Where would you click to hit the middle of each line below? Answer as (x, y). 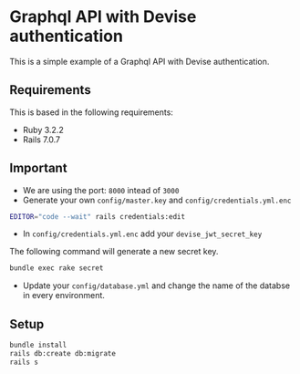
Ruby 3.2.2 (43, 130)
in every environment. (63, 296)
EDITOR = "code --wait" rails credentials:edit (97, 216)
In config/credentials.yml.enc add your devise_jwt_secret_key (142, 234)
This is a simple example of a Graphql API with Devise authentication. (140, 61)
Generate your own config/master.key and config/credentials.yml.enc (157, 200)
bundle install (38, 345)
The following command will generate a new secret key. (114, 252)
